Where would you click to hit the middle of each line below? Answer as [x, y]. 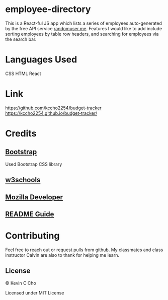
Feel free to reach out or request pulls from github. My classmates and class [84, 250]
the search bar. [21, 39]
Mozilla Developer [34, 197]
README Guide [30, 214]
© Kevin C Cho [21, 283]
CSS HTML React [23, 73]
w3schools [23, 180]
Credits [21, 133]
